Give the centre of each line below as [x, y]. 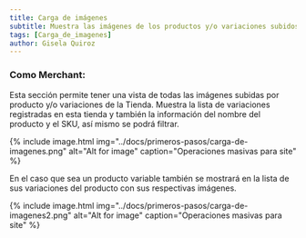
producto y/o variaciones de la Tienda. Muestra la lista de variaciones [140, 104]
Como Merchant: [48, 75]
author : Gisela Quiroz [52, 43]
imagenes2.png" [41, 215]
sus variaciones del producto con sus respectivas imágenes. [123, 188]
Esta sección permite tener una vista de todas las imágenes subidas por [144, 94]
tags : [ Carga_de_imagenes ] [61, 35]
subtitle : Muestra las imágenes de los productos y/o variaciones [138, 26]
